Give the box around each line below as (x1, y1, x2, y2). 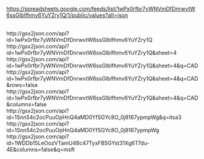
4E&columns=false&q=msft (6, 146, 75, 153)
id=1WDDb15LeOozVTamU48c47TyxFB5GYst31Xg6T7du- (6, 140, 150, 146)
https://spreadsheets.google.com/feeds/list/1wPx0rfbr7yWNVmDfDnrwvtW (6, 5, 196, 12)
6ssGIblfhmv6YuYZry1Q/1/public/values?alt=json (6, 12, 128, 19)
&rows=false (6, 81, 38, 89)
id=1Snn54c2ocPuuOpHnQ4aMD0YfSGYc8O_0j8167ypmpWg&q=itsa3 (6, 113, 181, 121)
